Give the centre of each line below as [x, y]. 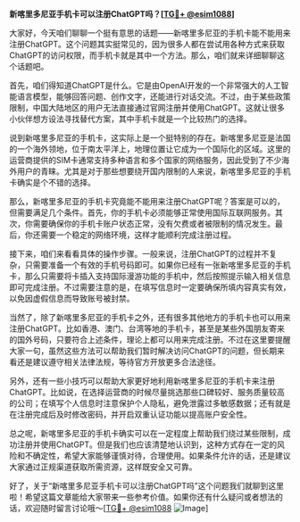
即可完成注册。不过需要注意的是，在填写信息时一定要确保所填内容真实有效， [150, 287]
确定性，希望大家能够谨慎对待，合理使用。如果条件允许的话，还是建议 [162, 456]
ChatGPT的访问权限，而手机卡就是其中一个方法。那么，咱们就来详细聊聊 [143, 55]
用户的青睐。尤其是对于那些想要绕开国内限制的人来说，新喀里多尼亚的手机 [154, 171]
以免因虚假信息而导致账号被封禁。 [72, 298]
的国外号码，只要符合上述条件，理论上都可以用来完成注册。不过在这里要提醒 [150, 340]
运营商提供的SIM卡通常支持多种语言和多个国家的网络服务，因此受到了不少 [146, 160]
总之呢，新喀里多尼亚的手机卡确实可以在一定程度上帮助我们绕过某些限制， [146, 433]
